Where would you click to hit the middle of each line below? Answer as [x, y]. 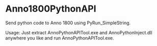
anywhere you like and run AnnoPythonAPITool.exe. [60, 38]
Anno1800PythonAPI [51, 9]
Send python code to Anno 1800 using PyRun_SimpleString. [68, 23]
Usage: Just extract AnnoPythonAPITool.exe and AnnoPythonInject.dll [79, 32]
